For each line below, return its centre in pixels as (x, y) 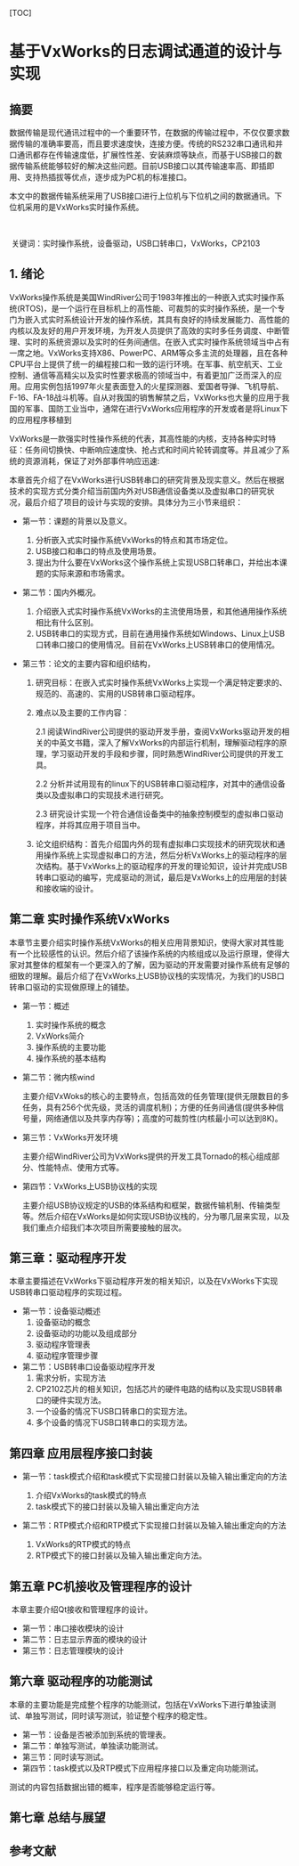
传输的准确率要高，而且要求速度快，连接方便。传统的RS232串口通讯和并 (149, 143)
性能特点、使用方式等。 (81, 1167)
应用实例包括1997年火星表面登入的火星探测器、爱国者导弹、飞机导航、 (154, 386)
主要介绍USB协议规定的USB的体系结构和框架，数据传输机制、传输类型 (151, 1205)
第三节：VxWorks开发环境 (70, 1137)
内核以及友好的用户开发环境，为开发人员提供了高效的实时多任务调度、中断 (145, 330)
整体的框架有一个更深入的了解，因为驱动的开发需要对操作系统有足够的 (161, 965)
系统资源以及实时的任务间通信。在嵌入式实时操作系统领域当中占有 (169, 341)
